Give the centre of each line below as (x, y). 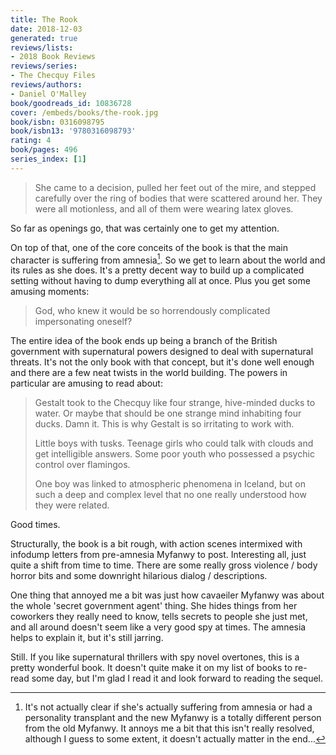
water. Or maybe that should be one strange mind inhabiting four (168, 413)
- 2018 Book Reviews (53, 57)
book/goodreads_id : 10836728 (71, 103)
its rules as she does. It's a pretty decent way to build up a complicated (157, 270)
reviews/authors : (46, 85)
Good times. (35, 525)
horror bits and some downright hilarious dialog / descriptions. (139, 576)
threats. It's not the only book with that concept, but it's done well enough (162, 362)
